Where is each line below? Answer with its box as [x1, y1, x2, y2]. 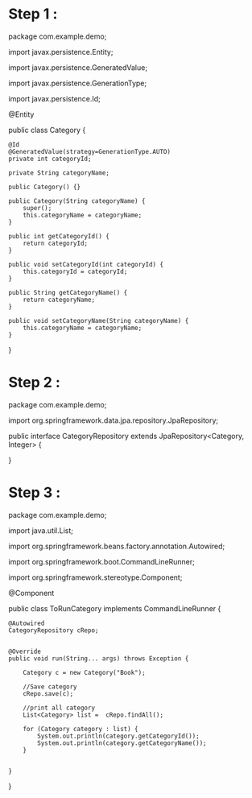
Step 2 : [8, 374, 60, 391]
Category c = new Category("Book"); [23, 668, 147, 676]
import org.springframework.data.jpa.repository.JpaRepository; [8, 416, 219, 425]
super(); [23, 204, 52, 212]
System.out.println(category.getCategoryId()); [37, 732, 200, 740]
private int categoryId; [8, 155, 92, 163]
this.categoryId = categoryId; [23, 267, 128, 275]
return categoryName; [23, 296, 95, 304]
